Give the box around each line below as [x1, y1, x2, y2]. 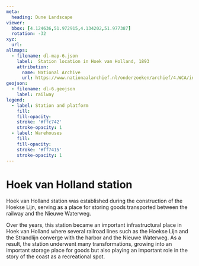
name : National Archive [21, 69, 81, 75]
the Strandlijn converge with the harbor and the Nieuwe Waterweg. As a [6, 234, 182, 241]
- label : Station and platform [11, 102, 89, 109]
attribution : [17, 64, 49, 70]
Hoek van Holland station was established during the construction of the [6, 197, 183, 205]
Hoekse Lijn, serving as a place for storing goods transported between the [6, 204, 188, 211]
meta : [6, 8, 20, 15]
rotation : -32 [11, 31, 46, 37]
